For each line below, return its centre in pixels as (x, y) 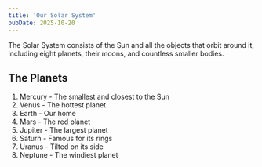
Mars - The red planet (55, 122)
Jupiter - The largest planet (64, 130)
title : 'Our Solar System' (52, 15)
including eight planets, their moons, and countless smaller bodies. (116, 53)
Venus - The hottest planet (63, 105)
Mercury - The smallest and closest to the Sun (95, 97)
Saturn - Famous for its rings (66, 139)
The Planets (38, 78)
